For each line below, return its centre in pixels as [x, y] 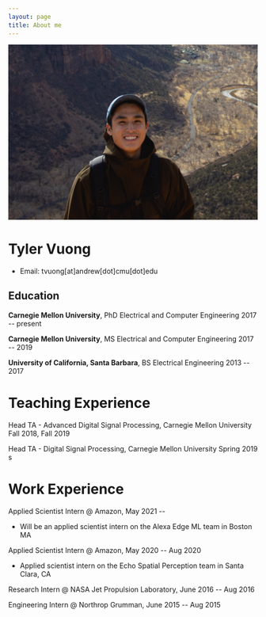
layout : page [30, 17]
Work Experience [66, 489]
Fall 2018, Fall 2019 [39, 433]
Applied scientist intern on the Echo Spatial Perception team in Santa [131, 566]
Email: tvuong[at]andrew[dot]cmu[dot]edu [89, 271]
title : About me [35, 25]
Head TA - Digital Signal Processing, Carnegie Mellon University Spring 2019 [133, 448]
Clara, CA [35, 573]
